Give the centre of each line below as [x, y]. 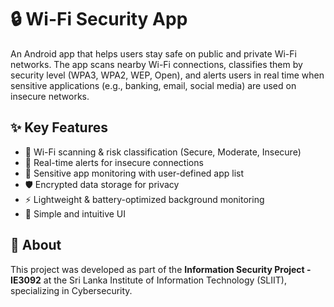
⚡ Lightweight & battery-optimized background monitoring [144, 199]
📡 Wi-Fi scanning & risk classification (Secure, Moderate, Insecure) [163, 152]
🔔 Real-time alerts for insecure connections [114, 162]
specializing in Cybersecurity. [71, 290]
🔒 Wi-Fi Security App [99, 19]
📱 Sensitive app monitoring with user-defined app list [134, 173]
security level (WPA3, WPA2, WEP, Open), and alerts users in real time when [167, 75]
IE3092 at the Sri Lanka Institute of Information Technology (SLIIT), [148, 280]
